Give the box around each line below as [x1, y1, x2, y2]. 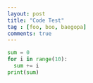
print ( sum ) [7, 68, 39, 76]
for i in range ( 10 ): [7, 56, 68, 63]
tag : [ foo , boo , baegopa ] [7, 23, 87, 30]
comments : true [7, 30, 52, 37]
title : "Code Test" [7, 17, 65, 24]
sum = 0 [7, 49, 30, 56]
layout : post [7, 10, 46, 18]
